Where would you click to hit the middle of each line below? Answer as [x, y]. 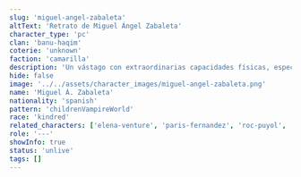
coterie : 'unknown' [46, 51]
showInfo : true [38, 142]
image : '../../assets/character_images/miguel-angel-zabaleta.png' [138, 84]
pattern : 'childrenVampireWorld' [72, 109]
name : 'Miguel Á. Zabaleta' [62, 92]
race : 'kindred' [39, 117]
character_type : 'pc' [50, 34]
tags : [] [26, 159]
